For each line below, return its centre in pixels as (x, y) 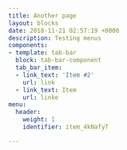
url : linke (41, 97)
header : (28, 112)
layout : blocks (34, 23)
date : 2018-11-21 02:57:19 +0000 (64, 30)
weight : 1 (39, 120)
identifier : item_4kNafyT (66, 127)
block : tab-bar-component (59, 61)
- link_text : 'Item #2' (55, 75)
